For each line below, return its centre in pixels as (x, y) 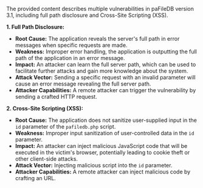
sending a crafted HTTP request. (56, 97)
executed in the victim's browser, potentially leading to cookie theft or (102, 152)
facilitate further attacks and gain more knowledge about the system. (101, 71)
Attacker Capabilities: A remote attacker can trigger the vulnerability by (105, 90)
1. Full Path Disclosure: (36, 27)
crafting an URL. (35, 178)
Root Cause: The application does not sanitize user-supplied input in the (106, 120)
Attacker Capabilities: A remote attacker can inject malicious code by (103, 172)
